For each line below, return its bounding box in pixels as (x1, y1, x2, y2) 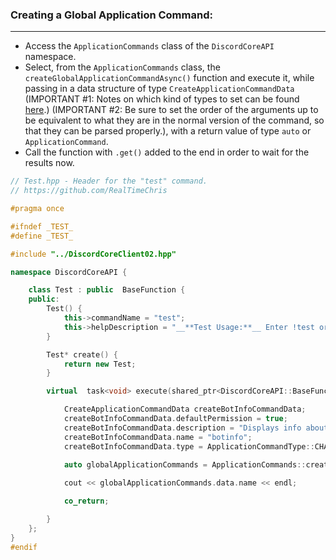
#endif (10, 542, 38, 552)
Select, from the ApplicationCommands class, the (24, 61, 221, 73)
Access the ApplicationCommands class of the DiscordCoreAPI (24, 40, 275, 52)
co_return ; (63, 496, 110, 507)
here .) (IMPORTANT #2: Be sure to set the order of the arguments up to (24, 104, 319, 116)
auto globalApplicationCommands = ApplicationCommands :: (63, 460, 307, 470)
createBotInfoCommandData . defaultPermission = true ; (63, 414, 288, 424)
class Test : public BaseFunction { (28, 285, 186, 295)
